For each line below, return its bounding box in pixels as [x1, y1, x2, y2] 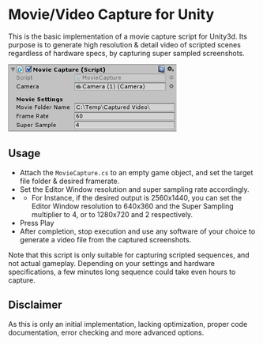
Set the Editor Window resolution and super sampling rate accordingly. [19, 184, 250, 194]
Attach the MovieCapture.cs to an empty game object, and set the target [19, 167, 254, 177]
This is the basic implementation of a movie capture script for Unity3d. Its [8, 32, 247, 41]
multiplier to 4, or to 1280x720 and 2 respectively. [31, 209, 193, 219]
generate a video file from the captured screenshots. [19, 234, 192, 244]
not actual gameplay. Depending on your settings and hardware [8, 258, 216, 268]
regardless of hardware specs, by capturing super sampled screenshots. [8, 48, 245, 58]
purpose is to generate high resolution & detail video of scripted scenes [8, 39, 241, 49]
